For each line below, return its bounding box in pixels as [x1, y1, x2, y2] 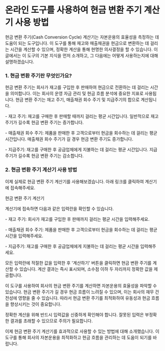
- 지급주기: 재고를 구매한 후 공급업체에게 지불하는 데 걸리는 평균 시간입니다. [5, 146, 149, 153]
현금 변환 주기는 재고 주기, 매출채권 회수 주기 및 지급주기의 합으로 [15, 97, 140, 103]
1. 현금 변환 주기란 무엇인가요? [5, 72, 72, 79]
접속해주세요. [10, 184, 36, 190]
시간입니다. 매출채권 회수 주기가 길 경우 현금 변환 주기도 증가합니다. [5, 136, 134, 142]
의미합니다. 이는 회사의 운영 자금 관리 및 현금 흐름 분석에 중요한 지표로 [10, 91, 144, 97]
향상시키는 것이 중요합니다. [10, 301, 62, 307]
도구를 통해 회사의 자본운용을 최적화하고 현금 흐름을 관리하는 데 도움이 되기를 [5, 334, 152, 340]
